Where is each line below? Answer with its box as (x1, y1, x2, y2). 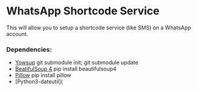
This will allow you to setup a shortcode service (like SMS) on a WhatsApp (6, 24, 192, 31)
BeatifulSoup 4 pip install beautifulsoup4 (15, 65, 117, 72)
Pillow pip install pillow (15, 72, 71, 79)
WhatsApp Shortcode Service (6, 4, 160, 18)
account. (6, 30, 28, 37)
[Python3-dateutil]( (15, 78, 63, 85)
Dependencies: (6, 45, 53, 53)
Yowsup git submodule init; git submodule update (15, 59, 139, 66)
